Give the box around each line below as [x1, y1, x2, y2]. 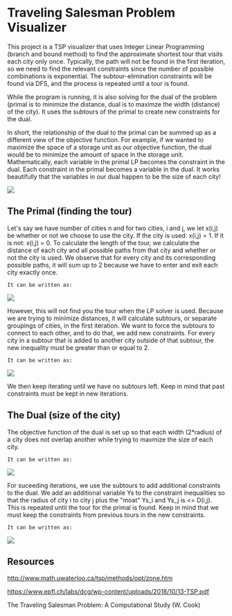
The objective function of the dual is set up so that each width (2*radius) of [7, 428, 222, 436]
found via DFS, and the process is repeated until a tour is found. [7, 79, 189, 87]
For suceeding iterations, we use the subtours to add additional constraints [7, 481, 221, 489]
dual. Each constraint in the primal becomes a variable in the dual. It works [7, 165, 220, 173]
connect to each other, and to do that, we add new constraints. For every [7, 328, 215, 337]
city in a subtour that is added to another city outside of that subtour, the [7, 336, 215, 344]
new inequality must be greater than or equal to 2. [7, 343, 150, 351]
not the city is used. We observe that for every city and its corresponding [7, 253, 216, 261]
